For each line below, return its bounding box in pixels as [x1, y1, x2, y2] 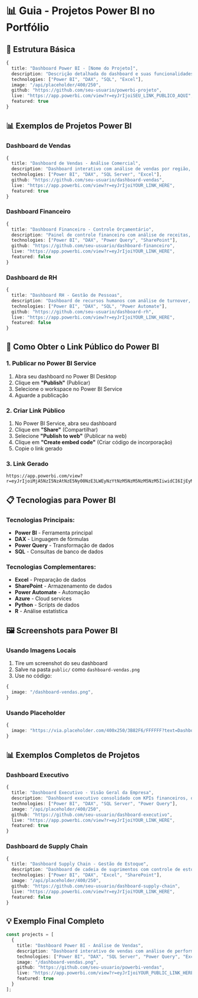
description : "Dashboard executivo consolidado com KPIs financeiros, [11, 795, 189, 801]
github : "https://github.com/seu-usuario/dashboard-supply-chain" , [11, 883, 181, 889]
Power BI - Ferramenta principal [14, 529, 93, 536]
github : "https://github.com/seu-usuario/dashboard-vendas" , [11, 177, 165, 183]
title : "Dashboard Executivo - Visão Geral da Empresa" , [11, 790, 154, 796]
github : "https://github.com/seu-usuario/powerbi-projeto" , [11, 88, 162, 93]
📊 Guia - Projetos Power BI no [6, 4, 155, 18]
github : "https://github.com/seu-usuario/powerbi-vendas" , [16, 964, 165, 971]
